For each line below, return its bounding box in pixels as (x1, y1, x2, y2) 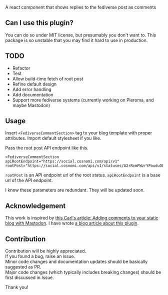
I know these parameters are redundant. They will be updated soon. (5, 187, 145, 193)
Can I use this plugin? (5, 18, 73, 27)
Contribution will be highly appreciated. (5, 248, 86, 254)
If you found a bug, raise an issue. (5, 253, 75, 259)
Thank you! (5, 284, 28, 290)
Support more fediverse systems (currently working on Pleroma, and (12, 97, 154, 103)
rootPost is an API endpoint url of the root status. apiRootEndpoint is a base (5, 172, 161, 178)
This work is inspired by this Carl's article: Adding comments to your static (5, 215, 158, 221)
